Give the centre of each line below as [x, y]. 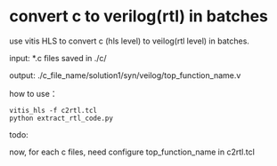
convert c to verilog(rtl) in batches [139, 16]
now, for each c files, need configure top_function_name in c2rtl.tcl [132, 152]
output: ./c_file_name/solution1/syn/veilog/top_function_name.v [125, 75]
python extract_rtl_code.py [61, 118]
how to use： [33, 93]
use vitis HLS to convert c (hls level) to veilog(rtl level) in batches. [129, 41]
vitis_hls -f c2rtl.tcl [53, 110]
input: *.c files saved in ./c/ [58, 58]
